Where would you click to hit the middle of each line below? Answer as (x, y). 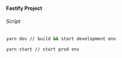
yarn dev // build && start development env (61, 39)
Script (13, 21)
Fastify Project (24, 8)
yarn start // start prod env (43, 49)
